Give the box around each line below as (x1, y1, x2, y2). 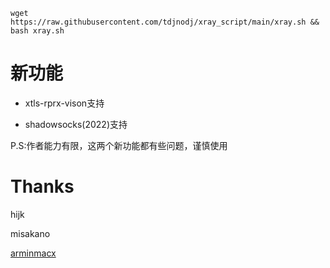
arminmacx (10, 247, 57, 259)
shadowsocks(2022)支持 (24, 118, 128, 130)
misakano (10, 227, 51, 239)
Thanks (10, 175, 75, 198)
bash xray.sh (10, 26, 65, 36)
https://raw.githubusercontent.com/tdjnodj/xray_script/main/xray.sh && (10, 17, 320, 27)
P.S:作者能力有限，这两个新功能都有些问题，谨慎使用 (10, 139, 228, 151)
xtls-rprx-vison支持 (24, 97, 105, 109)
